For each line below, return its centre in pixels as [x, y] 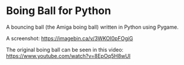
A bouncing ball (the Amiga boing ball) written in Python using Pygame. [92, 27]
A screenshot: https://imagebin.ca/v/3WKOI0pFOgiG [70, 38]
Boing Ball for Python [59, 11]
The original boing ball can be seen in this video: [65, 49]
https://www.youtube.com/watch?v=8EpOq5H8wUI [68, 56]
